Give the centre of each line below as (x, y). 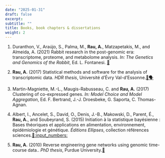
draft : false (19, 14)
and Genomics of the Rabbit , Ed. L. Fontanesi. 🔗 (61, 62)
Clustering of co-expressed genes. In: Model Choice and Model (77, 94)
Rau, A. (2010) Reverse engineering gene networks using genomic (80, 145)
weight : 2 (15, 33)
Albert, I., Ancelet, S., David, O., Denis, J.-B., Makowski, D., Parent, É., (83, 114)
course (20, 150)
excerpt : (14, 19)
